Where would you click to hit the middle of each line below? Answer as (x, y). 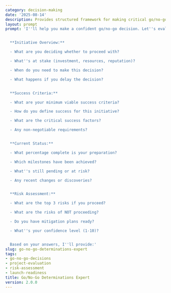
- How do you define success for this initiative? (65, 112)
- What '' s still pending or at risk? (50, 171)
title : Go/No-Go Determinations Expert (48, 277)
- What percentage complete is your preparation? (63, 153)
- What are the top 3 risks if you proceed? (58, 203)
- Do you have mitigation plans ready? (52, 222)
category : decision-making (34, 10)
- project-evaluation (28, 263)
